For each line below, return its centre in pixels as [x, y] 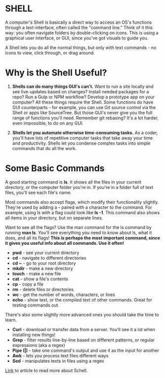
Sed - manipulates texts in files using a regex [58, 361]
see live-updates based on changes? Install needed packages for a [81, 91]
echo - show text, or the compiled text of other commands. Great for [82, 300]
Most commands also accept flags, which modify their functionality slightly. [82, 202]
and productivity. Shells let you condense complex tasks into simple [81, 143]
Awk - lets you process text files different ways [60, 355]
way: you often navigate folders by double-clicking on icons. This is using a [82, 33]
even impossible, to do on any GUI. [48, 123]
